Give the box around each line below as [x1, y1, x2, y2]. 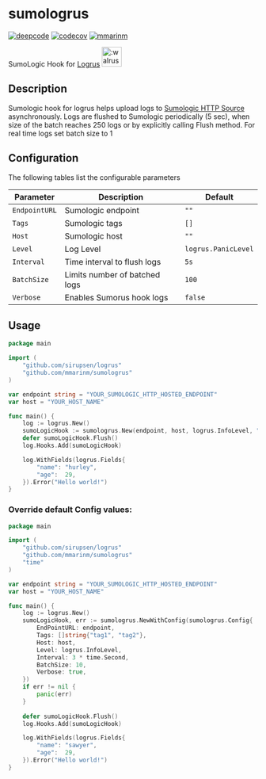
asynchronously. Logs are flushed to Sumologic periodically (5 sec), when [8, 112, 250, 121]
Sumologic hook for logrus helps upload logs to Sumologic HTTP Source [8, 103, 245, 113]
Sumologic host [64, 231, 123, 242]
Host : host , [36, 639, 77, 647]
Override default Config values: [8, 504, 132, 515]
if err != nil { [22, 683, 77, 691]
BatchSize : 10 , [36, 661, 87, 669]
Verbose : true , [36, 668, 87, 676]
